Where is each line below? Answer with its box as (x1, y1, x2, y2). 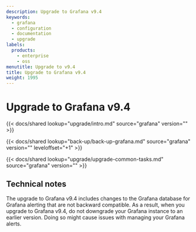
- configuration (11, 25, 52, 31)
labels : (6, 42, 25, 48)
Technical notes (6, 179, 67, 189)
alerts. (6, 220, 22, 227)
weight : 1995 (6, 75, 38, 81)
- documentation (11, 31, 52, 37)
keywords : (6, 14, 31, 20)
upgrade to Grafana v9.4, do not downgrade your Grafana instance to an (6, 207, 183, 214)
